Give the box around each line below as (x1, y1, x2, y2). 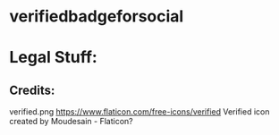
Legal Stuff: (9, 47, 98, 68)
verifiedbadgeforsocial (9, 6, 184, 27)
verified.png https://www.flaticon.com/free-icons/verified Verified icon (9, 106, 270, 117)
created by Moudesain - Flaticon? (9, 116, 134, 127)
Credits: (9, 82, 55, 97)
